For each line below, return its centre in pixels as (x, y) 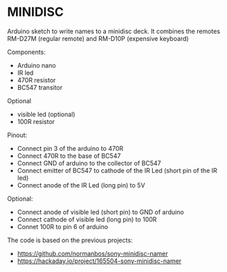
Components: (27, 52)
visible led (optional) (46, 114)
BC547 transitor (40, 87)
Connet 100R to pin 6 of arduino (63, 226)
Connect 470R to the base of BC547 (69, 156)
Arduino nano (37, 65)
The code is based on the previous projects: (70, 240)
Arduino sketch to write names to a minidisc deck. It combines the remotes (113, 31)
